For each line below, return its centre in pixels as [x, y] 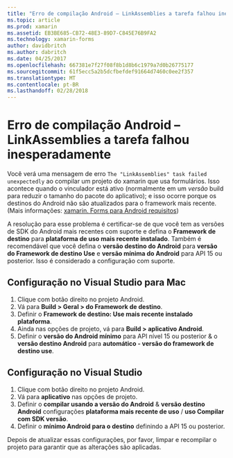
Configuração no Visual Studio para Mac [96, 282]
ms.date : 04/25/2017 [37, 59]
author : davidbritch [37, 46]
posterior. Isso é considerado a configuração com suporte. [91, 261]
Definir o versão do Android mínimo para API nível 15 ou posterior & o [117, 336]
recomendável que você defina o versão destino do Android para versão [112, 246]
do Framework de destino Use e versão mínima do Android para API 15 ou [115, 254]
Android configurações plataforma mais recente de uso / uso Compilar [120, 411]
